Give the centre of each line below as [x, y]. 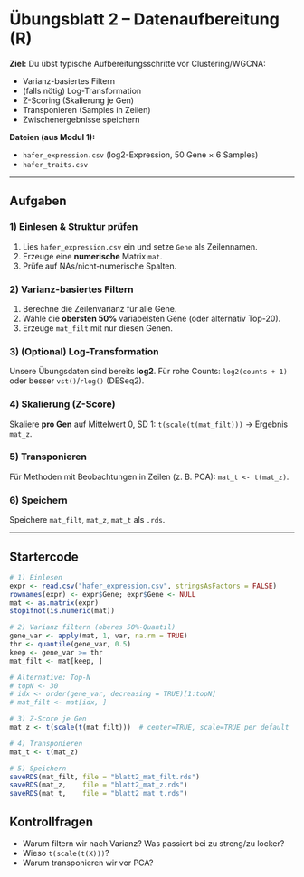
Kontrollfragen [51, 821]
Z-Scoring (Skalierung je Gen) [78, 100]
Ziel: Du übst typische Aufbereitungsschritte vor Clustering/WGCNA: [138, 63]
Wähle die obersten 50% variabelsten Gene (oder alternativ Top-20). [152, 318]
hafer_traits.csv [55, 165]
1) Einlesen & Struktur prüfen [74, 227]
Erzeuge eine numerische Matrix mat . [92, 256]
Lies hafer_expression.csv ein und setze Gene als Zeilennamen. [140, 246]
